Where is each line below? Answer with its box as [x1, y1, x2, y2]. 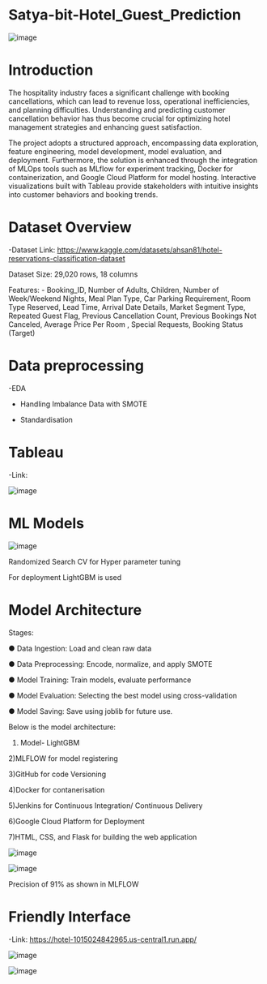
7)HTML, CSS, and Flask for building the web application [8, 831, 197, 841]
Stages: [8, 627, 34, 638]
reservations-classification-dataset [8, 253, 125, 263]
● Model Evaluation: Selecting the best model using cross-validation [8, 690, 237, 700]
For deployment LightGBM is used [8, 572, 122, 582]
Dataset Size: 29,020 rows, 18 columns [8, 269, 138, 279]
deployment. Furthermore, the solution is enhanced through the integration [8, 155, 258, 165]
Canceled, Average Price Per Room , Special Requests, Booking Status [8, 319, 244, 329]
